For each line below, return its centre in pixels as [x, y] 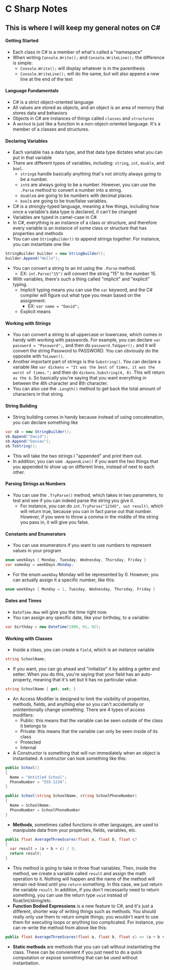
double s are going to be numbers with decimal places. [77, 196]
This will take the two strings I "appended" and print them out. [78, 456]
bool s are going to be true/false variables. [64, 201]
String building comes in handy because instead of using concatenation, [88, 417]
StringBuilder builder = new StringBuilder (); [55, 254]
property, [22, 680]
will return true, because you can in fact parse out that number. [86, 512]
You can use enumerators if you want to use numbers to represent [82, 545]
